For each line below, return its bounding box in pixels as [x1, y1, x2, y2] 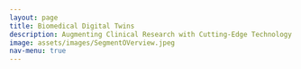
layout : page [9, 13, 59, 22]
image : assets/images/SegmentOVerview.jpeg [9, 38, 176, 47]
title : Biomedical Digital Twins [9, 22, 135, 30]
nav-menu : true [9, 47, 67, 56]
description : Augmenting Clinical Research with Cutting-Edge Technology [9, 30, 293, 39]
